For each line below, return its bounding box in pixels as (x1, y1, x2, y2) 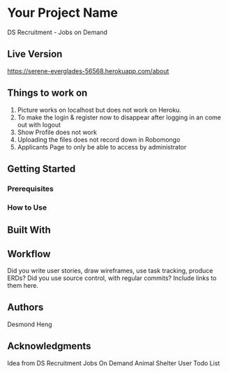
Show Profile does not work (17, 128, 98, 136)
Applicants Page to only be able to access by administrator (17, 142, 187, 151)
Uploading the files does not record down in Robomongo (17, 135, 181, 144)
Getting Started (7, 163, 76, 175)
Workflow (7, 248, 51, 260)
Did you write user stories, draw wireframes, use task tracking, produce (7, 267, 213, 275)
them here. (7, 281, 38, 289)
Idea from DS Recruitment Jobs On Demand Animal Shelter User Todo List (7, 358, 220, 367)
